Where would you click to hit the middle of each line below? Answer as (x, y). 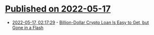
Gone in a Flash (28, 27)
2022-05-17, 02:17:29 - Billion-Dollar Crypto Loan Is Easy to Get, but (80, 22)
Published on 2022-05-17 (58, 9)
